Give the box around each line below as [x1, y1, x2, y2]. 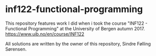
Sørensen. [5, 46, 27, 52]
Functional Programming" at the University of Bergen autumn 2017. [5, 25, 145, 31]
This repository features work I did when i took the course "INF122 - [5, 20, 148, 26]
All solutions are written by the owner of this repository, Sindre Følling [5, 40, 151, 46]
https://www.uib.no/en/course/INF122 [5, 31, 85, 37]
